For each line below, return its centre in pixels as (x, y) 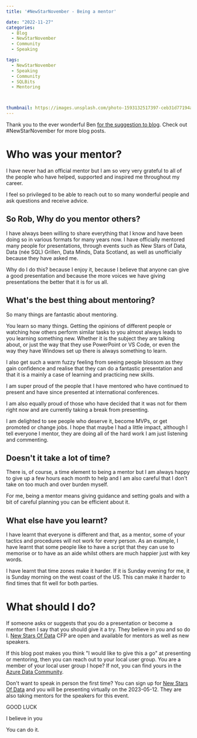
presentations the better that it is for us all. (57, 282)
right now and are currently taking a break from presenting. (78, 409)
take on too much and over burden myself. (57, 484)
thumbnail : (19, 108)
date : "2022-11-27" (30, 22)
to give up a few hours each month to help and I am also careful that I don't (97, 479)
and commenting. (27, 439)
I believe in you (24, 719)
